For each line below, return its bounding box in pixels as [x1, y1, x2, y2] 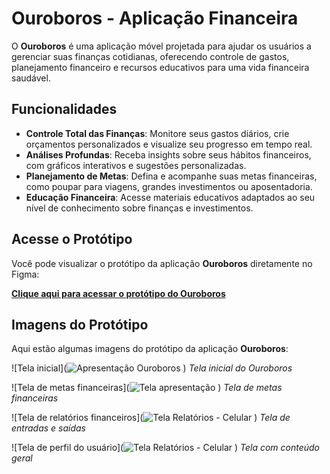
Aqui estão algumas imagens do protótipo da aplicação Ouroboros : [11, 343, 289, 355]
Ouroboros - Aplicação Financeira [11, 7, 299, 30]
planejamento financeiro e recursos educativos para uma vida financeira [11, 61, 310, 73]
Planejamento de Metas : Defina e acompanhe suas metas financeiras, [25, 170, 318, 182]
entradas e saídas [11, 422, 86, 434]
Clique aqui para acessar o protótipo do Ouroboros [11, 287, 226, 299]
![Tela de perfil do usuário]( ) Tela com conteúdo [11, 442, 321, 454]
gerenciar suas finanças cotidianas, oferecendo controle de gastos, [11, 50, 290, 62]
